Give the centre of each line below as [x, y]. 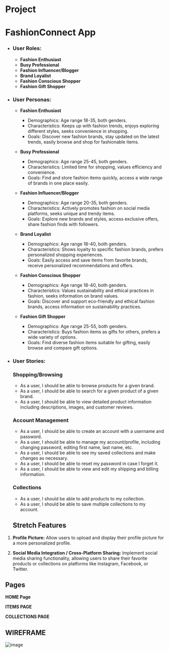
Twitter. [20, 569]
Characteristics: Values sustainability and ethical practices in [91, 291]
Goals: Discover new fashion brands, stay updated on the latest [94, 136]
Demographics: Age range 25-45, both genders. [78, 161]
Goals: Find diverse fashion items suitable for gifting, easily [89, 342]
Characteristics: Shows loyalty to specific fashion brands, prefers [96, 249]
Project [21, 9]
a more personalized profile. [42, 543]
